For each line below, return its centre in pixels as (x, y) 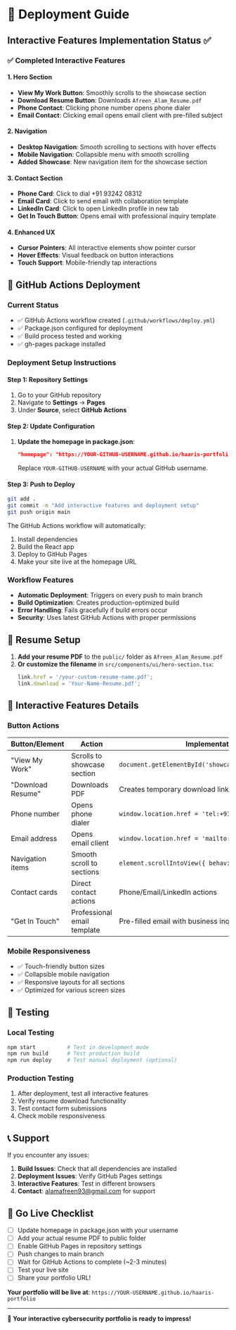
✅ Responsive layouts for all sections (71, 982)
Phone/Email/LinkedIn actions (168, 892)
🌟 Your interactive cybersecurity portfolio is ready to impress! (99, 1318)
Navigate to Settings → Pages (61, 403)
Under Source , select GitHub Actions (72, 410)
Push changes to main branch (60, 1254)
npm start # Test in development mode (78, 1047)
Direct (81, 883)
